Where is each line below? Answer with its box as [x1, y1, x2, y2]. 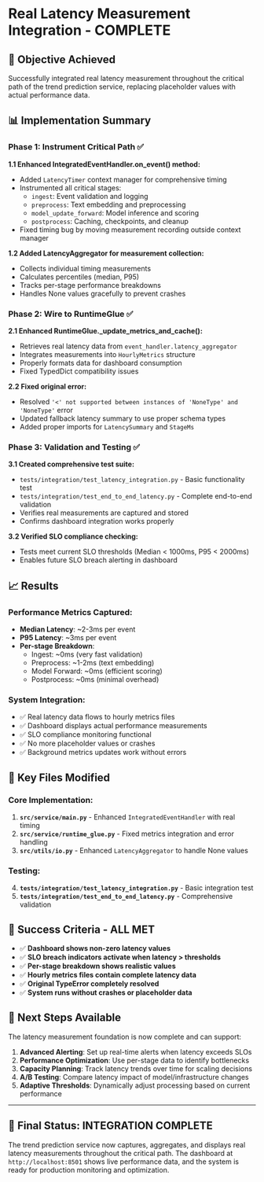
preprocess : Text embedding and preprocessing [31, 200, 186, 209]
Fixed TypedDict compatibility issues [19, 366, 139, 376]
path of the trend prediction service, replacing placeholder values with [8, 82, 236, 91]
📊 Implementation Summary [8, 114, 152, 127]
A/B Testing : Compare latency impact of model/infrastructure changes [19, 1072, 249, 1081]
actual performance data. [8, 90, 90, 99]
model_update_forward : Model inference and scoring [31, 208, 200, 217]
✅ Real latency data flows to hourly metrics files [19, 713, 175, 722]
